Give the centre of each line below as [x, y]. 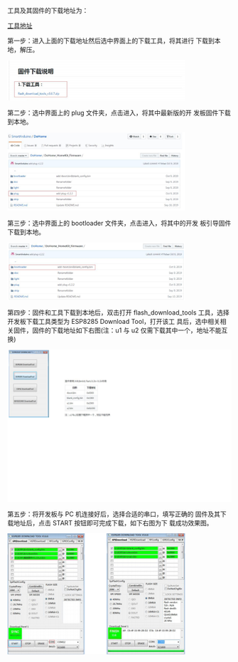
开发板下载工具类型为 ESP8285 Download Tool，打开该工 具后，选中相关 [114, 321]
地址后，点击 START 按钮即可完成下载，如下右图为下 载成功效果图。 [113, 523]
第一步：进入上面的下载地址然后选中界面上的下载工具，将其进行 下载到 [111, 41]
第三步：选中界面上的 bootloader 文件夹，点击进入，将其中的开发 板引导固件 [119, 223]
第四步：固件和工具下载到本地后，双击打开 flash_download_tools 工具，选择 [118, 312]
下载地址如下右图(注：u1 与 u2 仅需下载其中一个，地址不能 [136, 330]
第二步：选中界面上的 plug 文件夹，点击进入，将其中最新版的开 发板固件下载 [119, 112]
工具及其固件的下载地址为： [48, 10]
